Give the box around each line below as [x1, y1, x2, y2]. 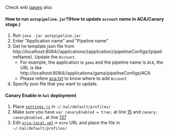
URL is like [20, 65, 42, 71]
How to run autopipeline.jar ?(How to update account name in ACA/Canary [5, 16, 164, 22]
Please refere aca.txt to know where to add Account [20, 75, 127, 81]
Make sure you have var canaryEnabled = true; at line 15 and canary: [12, 109, 158, 115]
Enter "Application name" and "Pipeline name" [12, 38, 108, 44]
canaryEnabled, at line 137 [12, 114, 67, 120]
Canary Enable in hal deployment [5, 92, 77, 98]
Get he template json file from [12, 43, 75, 50]
